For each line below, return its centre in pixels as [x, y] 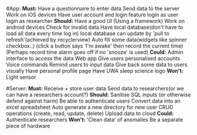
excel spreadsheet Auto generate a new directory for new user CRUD [90, 107]
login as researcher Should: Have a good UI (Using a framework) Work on [96, 21]
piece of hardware [28, 126]
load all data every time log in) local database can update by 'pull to [88, 33]
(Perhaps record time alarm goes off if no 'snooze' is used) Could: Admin [95, 52]
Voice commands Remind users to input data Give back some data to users [97, 65]
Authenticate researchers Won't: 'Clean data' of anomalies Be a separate [95, 119]
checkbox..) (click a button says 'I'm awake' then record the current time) [95, 46]
